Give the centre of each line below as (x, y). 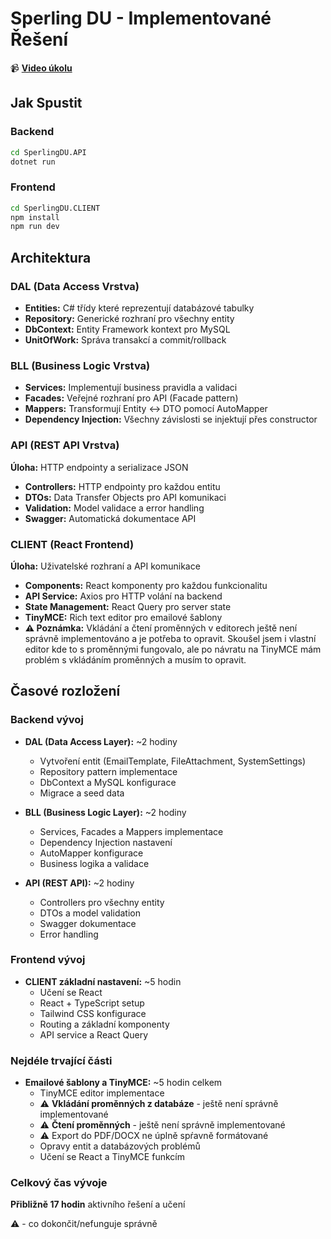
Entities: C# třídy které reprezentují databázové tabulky (139, 308)
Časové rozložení (65, 691)
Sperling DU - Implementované (141, 18)
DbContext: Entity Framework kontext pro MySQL (127, 329)
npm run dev (35, 227)
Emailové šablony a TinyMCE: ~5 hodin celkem (123, 1083)
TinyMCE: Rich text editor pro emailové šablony (123, 617)
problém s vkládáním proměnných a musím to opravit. (135, 659)
